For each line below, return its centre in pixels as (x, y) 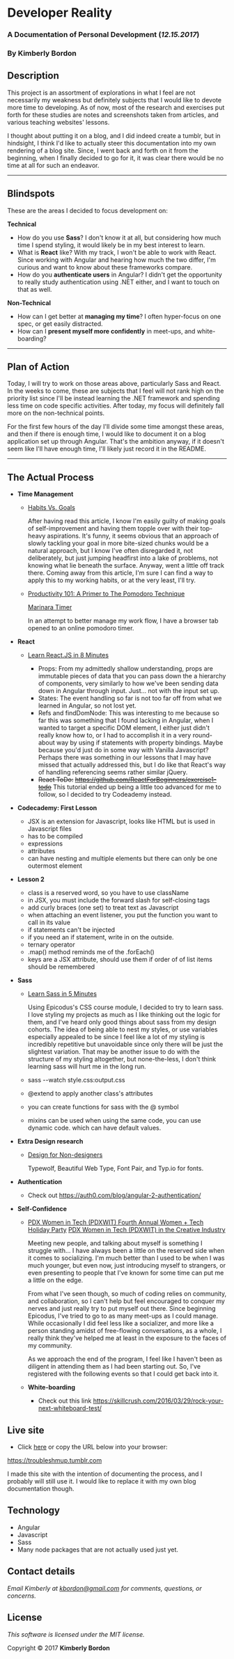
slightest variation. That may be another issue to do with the (114, 1052)
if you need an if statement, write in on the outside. (101, 937)
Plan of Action (38, 367)
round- (202, 735)
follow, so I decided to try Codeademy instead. (105, 795)
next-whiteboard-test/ (70, 1408)
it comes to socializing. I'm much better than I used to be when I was (126, 1258)
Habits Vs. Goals (51, 508)
